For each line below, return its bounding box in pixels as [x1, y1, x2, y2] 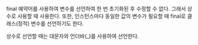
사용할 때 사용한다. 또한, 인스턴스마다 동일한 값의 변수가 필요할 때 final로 [17, 12, 186, 20]
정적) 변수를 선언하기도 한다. [17, 20, 84, 27]
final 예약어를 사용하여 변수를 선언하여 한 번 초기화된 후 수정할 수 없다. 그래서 [6, 5, 186, 12]
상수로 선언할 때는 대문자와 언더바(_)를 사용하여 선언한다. [6, 33, 139, 40]
